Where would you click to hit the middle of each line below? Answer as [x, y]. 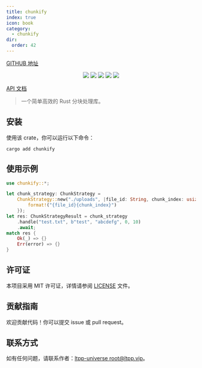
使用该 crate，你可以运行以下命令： [50, 137]
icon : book [20, 23]
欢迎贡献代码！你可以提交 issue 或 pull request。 [67, 322]
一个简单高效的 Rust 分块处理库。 [62, 101]
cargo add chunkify [31, 149]
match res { [21, 233]
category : [19, 29]
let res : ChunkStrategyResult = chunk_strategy [67, 216]
